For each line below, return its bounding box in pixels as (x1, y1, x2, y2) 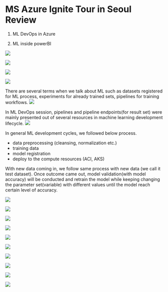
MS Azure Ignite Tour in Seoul (5, 4, 132, 15)
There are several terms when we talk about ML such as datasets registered (5, 88, 163, 94)
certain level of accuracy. (5, 187, 58, 193)
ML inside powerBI (12, 40, 51, 46)
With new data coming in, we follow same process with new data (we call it (5, 165, 161, 171)
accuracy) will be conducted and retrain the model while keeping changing (5, 176, 160, 182)
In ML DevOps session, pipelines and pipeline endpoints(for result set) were (5, 109, 162, 115)
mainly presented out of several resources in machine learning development (5, 114, 163, 120)
